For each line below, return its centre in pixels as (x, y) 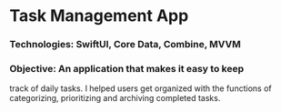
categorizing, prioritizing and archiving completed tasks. (115, 98)
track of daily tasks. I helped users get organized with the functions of (140, 88)
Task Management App (99, 16)
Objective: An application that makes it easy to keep (126, 69)
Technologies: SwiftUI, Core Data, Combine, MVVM (125, 45)
